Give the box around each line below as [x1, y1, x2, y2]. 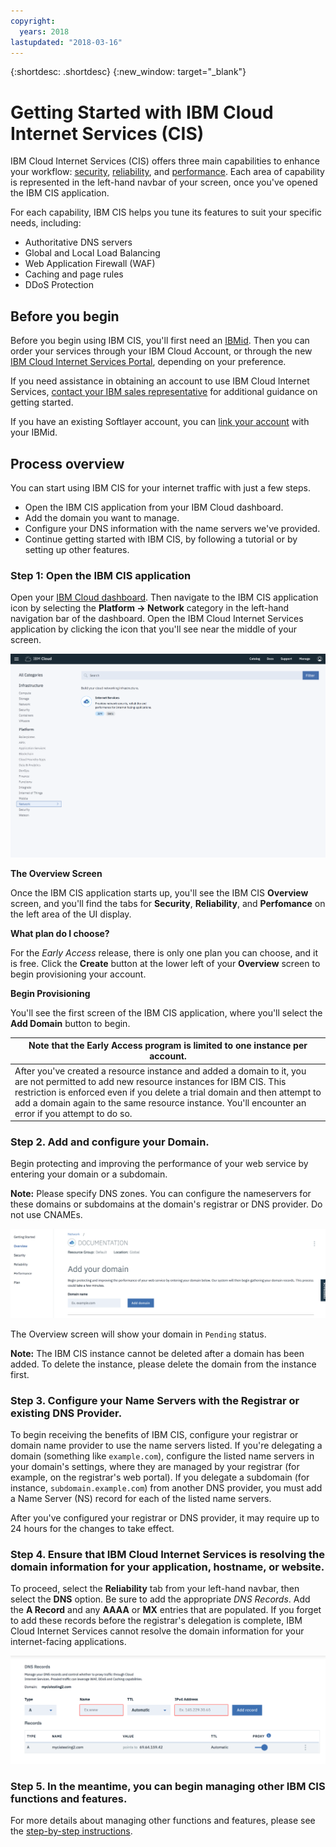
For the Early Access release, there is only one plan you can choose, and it [10, 946, 318, 959]
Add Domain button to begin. [10, 1017, 131, 1029]
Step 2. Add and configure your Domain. [10, 1135, 210, 1149]
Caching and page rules [24, 268, 124, 280]
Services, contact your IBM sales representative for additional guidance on [10, 386, 318, 398]
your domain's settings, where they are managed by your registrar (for [10, 1460, 300, 1472]
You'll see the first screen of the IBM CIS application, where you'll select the [10, 1006, 323, 1019]
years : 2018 [19, 26, 70, 37]
